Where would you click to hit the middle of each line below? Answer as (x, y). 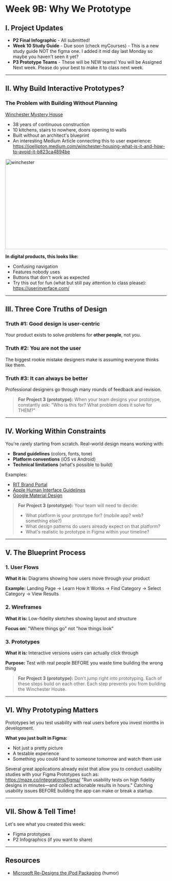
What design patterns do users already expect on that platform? (93, 526)
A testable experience (36, 753)
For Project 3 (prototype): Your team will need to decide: (78, 505)
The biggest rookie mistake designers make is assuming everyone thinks (82, 359)
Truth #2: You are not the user (43, 348)
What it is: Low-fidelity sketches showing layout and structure (71, 618)
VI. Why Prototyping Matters (52, 710)
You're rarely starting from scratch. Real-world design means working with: (85, 444)
